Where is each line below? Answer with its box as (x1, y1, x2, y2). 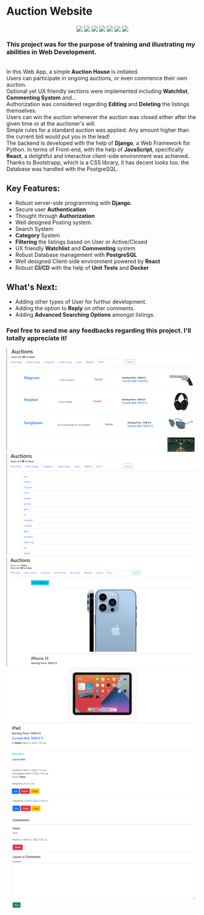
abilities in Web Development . (6, 48, 97, 56)
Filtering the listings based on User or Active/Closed (15, 238, 148, 245)
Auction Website (6, 4, 93, 18)
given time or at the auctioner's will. (6, 120, 96, 128)
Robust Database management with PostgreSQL (15, 251, 138, 259)
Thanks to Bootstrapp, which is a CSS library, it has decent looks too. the (6, 159, 189, 166)
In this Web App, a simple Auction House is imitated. (6, 68, 139, 76)
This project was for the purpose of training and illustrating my (6, 40, 195, 49)
